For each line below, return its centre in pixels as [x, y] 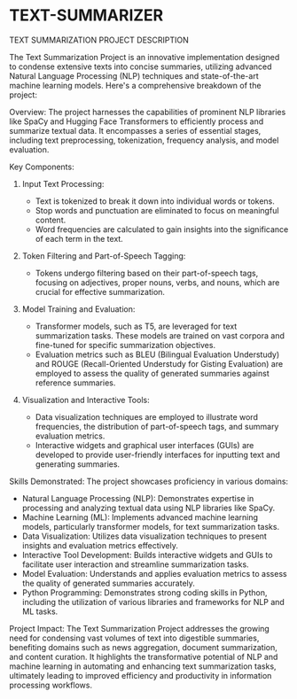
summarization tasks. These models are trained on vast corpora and [160, 335]
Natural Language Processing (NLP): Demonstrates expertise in [138, 498]
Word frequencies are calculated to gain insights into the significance [162, 229]
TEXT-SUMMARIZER [86, 16]
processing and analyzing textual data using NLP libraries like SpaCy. [148, 508]
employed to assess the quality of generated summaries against [152, 373]
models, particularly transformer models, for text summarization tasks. [151, 526]
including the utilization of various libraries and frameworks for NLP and [153, 602]
